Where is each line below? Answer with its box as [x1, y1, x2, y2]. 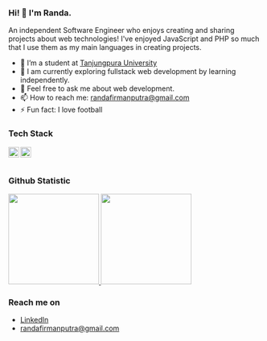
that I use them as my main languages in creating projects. [8, 43, 203, 52]
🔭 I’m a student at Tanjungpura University [19, 58, 158, 68]
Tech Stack [8, 128, 54, 139]
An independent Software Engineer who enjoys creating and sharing [8, 26, 235, 35]
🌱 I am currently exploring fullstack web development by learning [19, 67, 236, 76]
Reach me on [8, 297, 60, 308]
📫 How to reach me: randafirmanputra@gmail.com [19, 92, 190, 103]
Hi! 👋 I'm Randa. [8, 7, 72, 18]
